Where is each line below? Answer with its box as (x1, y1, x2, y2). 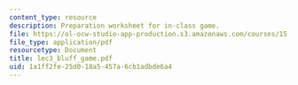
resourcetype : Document (9, 46, 98, 55)
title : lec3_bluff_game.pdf (9, 54, 114, 63)
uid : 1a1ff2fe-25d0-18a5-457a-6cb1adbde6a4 (9, 63, 173, 72)
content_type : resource (9, 12, 98, 22)
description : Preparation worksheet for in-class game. (9, 21, 220, 30)
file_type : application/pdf (9, 37, 114, 47)
